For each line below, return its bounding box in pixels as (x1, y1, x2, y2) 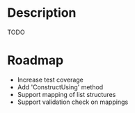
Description (7, 5, 77, 21)
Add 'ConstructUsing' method (17, 82, 104, 91)
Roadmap (7, 52, 64, 68)
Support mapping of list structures (17, 90, 116, 98)
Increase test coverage (17, 75, 84, 84)
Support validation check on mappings (17, 98, 129, 106)
